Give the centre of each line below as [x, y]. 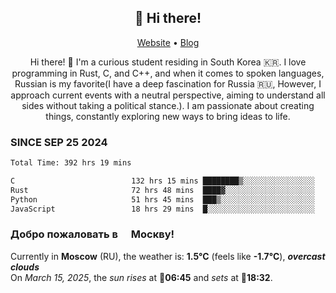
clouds [25, 267]
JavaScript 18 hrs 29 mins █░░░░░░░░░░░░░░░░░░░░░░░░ [162, 209]
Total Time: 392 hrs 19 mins [71, 163]
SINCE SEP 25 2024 [59, 142]
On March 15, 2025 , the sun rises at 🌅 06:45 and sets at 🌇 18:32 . [141, 277]
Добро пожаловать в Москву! [92, 234]
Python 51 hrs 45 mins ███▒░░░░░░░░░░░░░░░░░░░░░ [162, 199]
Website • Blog [168, 42]
